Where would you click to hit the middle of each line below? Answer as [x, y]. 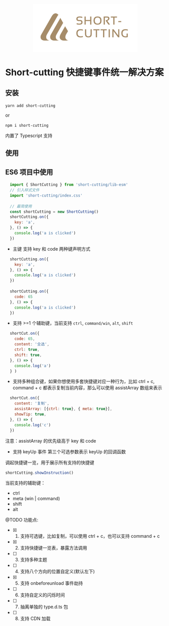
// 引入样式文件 [25, 190]
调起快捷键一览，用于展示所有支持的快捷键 [50, 462]
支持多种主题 [33, 560]
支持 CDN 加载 [35, 619]
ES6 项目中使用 [29, 172]
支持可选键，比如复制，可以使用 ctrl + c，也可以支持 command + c [90, 536]
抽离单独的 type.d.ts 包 [44, 607]
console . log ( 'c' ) [33, 425]
